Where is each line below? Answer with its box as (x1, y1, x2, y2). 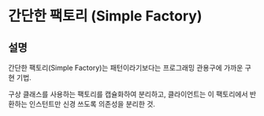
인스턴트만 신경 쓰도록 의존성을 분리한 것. (28, 100, 156, 108)
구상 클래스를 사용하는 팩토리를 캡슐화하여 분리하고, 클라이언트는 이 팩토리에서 (8, 89, 248, 99)
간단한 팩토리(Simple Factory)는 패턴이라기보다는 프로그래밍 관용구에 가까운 (8, 63, 244, 72)
